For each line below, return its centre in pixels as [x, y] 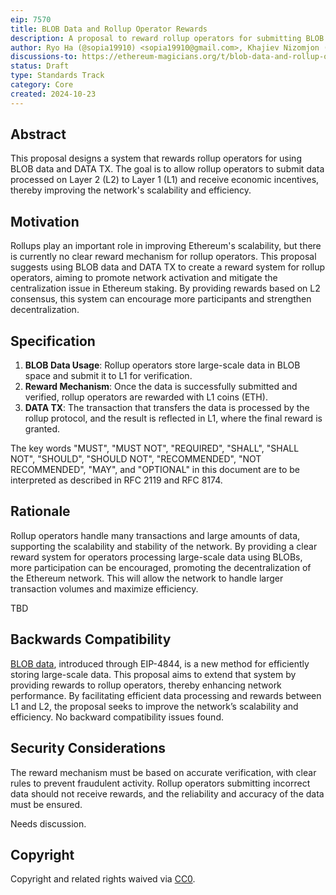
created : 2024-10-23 [53, 94]
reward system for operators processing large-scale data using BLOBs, [156, 557]
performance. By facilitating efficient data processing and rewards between [166, 695]
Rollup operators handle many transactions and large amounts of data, [155, 535]
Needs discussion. [48, 823]
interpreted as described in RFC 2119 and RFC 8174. [116, 480]
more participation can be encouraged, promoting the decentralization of [161, 567]
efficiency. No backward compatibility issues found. [117, 717]
